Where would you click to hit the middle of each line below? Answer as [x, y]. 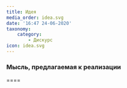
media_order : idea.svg [35, 18]
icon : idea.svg [26, 46]
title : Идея [21, 12]
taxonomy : [19, 29]
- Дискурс [40, 40]
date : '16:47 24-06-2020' [39, 23]
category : [30, 35]
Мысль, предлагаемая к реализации [64, 67]
